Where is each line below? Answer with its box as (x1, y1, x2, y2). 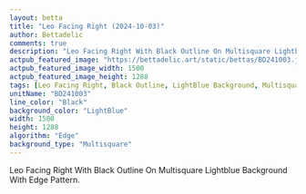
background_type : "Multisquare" (9, 140, 132, 149)
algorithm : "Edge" (9, 131, 79, 141)
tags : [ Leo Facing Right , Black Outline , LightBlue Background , (9, 81, 259, 90)
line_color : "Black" (9, 97, 88, 107)
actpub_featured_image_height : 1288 (9, 73, 148, 82)
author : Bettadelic (9, 30, 84, 39)
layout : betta (9, 13, 64, 23)
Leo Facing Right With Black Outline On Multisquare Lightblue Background (9, 164, 289, 175)
